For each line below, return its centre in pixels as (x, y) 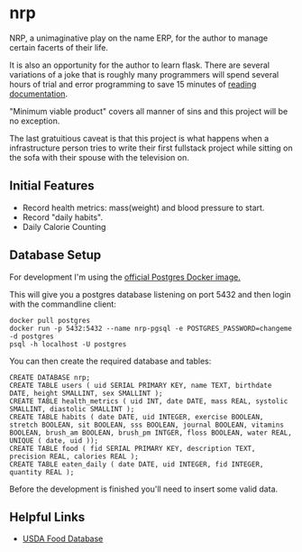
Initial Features (52, 186)
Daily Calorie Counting (64, 226)
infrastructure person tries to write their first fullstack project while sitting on (151, 148)
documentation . (39, 94)
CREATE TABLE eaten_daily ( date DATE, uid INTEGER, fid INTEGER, (137, 464)
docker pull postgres (50, 320)
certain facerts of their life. (59, 47)
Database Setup (55, 255)
